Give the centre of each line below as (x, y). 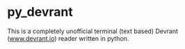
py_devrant (40, 12)
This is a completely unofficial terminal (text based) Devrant (93, 31)
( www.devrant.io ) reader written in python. (68, 38)
